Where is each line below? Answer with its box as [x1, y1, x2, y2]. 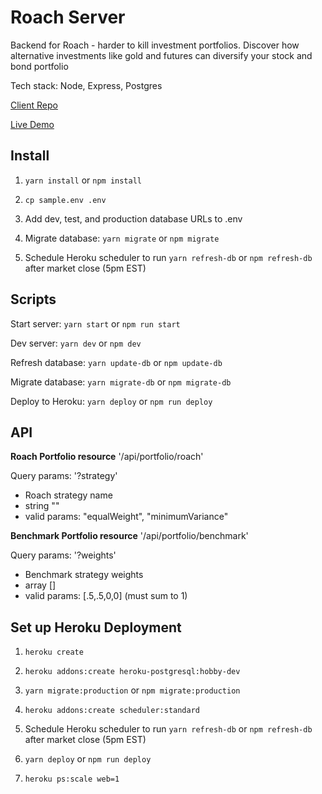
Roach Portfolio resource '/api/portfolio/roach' [10, 451, 204, 463]
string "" [24, 500, 60, 512]
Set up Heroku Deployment [10, 619, 182, 636]
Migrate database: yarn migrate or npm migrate [24, 232, 220, 244]
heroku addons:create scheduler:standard [24, 706, 200, 716]
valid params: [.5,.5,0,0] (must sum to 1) [24, 590, 188, 602]
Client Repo [10, 99, 58, 111]
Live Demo [10, 118, 55, 130]
